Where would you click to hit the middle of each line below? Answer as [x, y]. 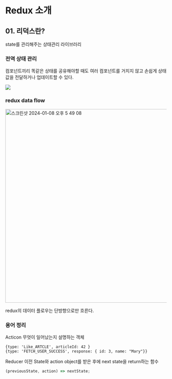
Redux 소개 [29, 10]
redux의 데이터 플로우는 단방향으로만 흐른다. [50, 310]
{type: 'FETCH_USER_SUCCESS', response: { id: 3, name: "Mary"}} [76, 351]
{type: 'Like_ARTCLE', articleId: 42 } [48, 347]
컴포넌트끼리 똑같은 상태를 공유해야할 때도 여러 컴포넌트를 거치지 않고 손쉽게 [81, 71]
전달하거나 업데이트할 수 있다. [44, 77]
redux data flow [25, 100]
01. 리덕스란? [25, 31]
